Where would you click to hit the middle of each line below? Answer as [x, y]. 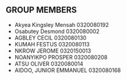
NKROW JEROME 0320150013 [53, 51]
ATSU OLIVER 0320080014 [49, 64]
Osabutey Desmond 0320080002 [57, 31]
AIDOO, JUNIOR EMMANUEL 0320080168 [68, 70]
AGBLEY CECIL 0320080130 [50, 38]
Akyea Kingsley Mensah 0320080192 [62, 24]
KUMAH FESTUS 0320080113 [52, 44]
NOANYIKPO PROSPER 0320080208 [61, 57]
